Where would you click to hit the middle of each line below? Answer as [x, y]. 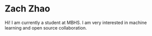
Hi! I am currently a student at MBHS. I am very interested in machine [76, 22]
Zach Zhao [27, 9]
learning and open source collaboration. [46, 27]
